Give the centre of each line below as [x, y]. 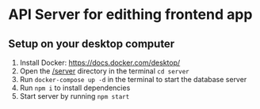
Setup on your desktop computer [92, 44]
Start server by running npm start [75, 96]
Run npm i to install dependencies [75, 88]
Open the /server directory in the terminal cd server [104, 71]
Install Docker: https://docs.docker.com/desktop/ [100, 62]
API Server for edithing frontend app [130, 15]
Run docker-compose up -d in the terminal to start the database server [133, 79]
